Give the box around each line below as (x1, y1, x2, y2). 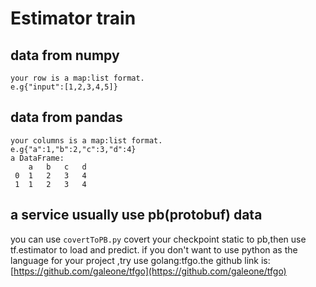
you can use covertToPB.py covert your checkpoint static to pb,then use (10, 233, 307, 245)
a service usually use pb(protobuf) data (10, 207, 263, 224)
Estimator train (10, 7, 137, 30)
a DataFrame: (10, 153, 65, 163)
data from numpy (10, 47, 120, 64)
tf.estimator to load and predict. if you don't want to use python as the (10, 243, 298, 256)
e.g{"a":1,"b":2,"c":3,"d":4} (10, 144, 137, 154)
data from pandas (10, 109, 123, 126)
